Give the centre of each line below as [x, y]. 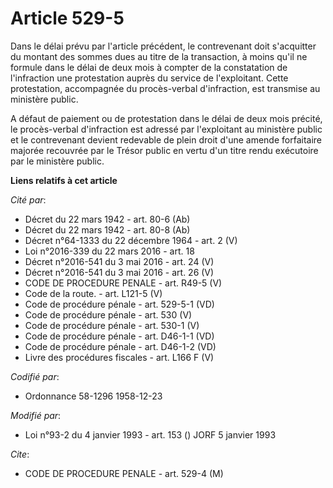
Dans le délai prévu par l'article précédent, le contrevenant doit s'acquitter [163, 46]
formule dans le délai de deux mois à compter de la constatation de [149, 67]
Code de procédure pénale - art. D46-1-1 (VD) [119, 336]
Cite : [20, 454]
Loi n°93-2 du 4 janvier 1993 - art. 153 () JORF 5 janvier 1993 [150, 434]
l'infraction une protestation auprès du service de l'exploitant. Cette [149, 78]
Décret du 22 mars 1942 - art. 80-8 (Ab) [107, 229]
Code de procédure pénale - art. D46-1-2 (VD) [120, 346]
